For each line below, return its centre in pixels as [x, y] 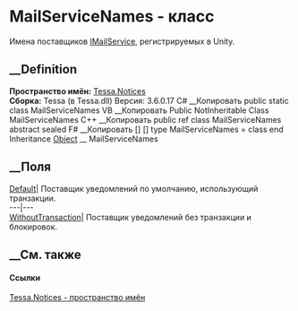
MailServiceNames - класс [112, 17]
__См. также [46, 254]
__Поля [30, 167]
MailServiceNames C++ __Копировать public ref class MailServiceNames [145, 119]
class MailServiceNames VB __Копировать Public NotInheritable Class [140, 110]
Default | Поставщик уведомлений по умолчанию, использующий [134, 188]
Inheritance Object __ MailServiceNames [84, 138]
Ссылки [25, 277]
